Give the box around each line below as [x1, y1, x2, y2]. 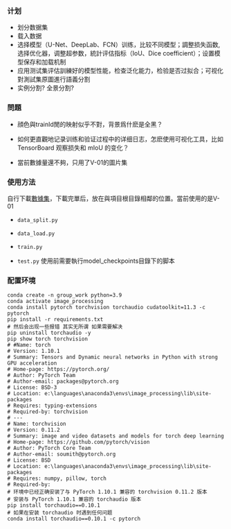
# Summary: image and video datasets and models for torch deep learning [7, 433, 225, 440]
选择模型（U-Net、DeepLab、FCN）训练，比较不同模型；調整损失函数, [17, 40, 221, 49]
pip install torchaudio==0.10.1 [7, 502, 100, 509]
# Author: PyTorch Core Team [7, 445, 91, 452]
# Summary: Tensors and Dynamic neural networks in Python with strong [7, 354, 218, 361]
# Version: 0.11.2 [7, 426, 60, 434]
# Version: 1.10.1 [7, 348, 60, 355]
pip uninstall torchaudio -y [7, 329, 91, 337]
